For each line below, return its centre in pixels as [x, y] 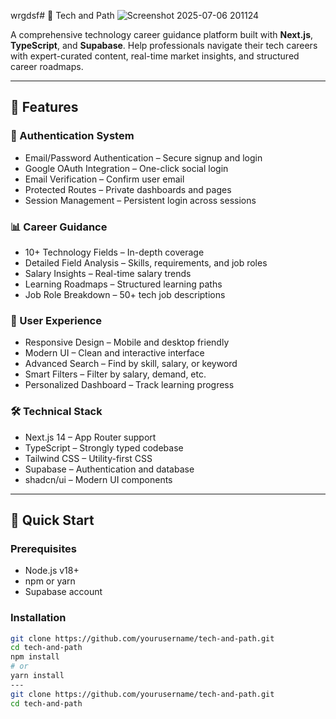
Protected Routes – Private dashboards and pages [128, 189]
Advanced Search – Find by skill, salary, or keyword [131, 364]
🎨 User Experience [56, 320]
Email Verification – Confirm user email [104, 179]
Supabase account [63, 592]
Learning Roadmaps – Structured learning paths [123, 284]
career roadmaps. [47, 66]
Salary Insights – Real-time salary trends [108, 273]
